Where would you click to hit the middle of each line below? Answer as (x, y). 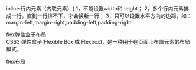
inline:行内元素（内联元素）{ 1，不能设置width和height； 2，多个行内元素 (95, 8)
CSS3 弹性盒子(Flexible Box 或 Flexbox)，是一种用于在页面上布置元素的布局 (98, 42)
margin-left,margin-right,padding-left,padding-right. (69, 22)
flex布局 (16, 61)
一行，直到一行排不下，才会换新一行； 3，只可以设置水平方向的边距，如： (101, 16)
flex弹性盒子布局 (26, 34)
